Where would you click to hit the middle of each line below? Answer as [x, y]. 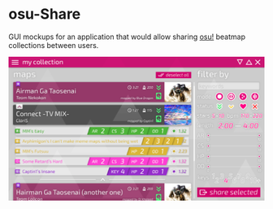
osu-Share [45, 14]
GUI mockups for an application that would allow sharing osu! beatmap [127, 37]
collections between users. [54, 45]
